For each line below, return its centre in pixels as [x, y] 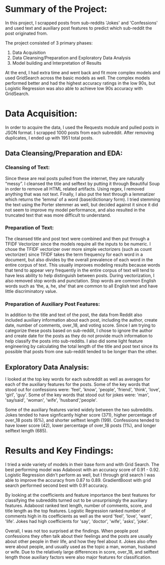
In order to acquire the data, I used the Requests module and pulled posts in [82, 127]
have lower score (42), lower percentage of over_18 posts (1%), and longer [81, 425]
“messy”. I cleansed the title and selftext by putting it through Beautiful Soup [82, 184]
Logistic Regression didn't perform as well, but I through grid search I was [80, 475]
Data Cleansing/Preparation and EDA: [64, 154]
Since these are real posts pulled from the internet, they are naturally [75, 178]
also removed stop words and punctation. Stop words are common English [81, 281]
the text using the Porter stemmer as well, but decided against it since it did [82, 204]
